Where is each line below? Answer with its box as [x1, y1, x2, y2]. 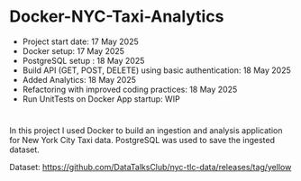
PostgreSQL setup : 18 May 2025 [22, 55, 145, 66]
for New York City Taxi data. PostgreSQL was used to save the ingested [9, 135, 276, 146]
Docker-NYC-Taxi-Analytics [9, 6, 224, 27]
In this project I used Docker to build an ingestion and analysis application [9, 125, 283, 136]
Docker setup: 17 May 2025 [22, 45, 124, 56]
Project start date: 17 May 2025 [22, 36, 140, 47]
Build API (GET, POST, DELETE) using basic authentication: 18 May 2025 [22, 65, 291, 76]
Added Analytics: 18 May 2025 [22, 74, 137, 85]
